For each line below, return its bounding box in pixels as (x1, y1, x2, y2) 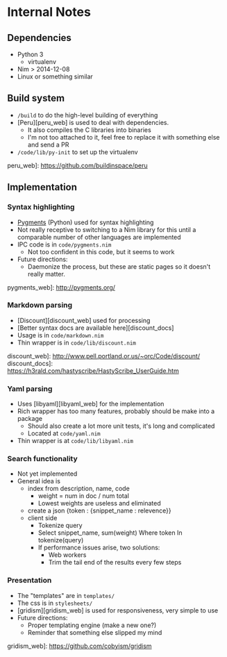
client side (27, 514, 58, 522)
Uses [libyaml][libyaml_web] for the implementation (17, 400, 165, 408)
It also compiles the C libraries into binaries (27, 126, 151, 134)
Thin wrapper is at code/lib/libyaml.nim (17, 437, 134, 445)
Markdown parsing (7, 300, 73, 310)
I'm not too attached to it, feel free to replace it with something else (27, 133, 220, 141)
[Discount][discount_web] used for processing (17, 316, 151, 324)
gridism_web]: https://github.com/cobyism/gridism (7, 642, 152, 650)
